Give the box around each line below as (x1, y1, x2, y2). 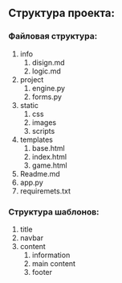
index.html (31, 152, 67, 161)
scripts (31, 126, 55, 135)
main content (31, 258, 76, 268)
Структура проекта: (8, 6, 115, 20)
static (19, 100, 39, 110)
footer (31, 267, 53, 277)
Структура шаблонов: (8, 206, 100, 217)
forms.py (31, 92, 63, 102)
